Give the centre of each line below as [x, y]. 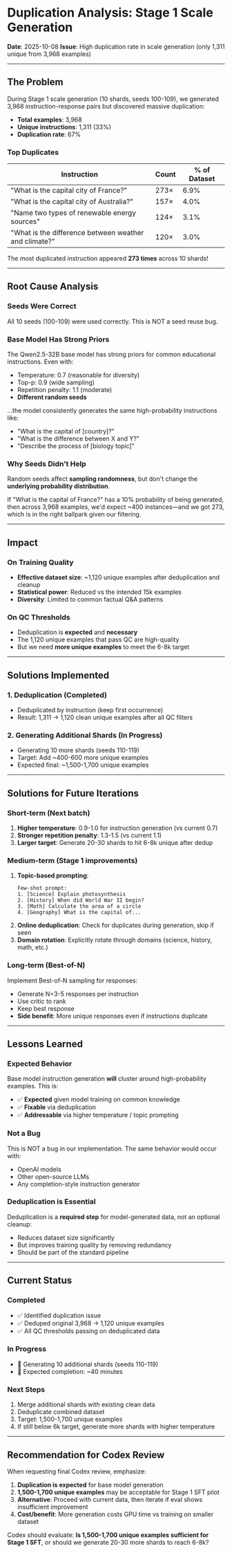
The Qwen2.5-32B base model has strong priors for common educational [112, 355]
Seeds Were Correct [42, 306]
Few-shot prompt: [42, 889]
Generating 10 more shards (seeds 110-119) [78, 750]
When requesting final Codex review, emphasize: [77, 1471]
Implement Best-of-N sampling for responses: [72, 980]
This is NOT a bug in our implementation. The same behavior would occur [112, 1149]
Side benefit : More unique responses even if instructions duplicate [113, 1016]
